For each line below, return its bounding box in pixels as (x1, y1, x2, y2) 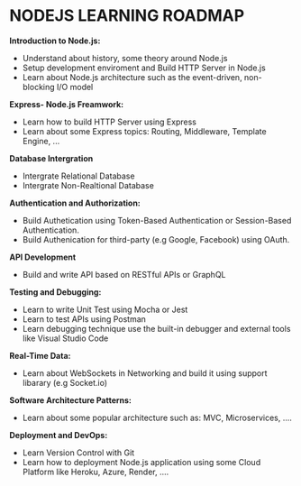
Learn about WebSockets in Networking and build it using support (22, 367, 268, 379)
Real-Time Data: (9, 350, 71, 361)
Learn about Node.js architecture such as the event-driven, (22, 71, 242, 82)
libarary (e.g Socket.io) (22, 377, 108, 388)
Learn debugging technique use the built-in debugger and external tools (22, 323, 291, 334)
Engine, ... (22, 135, 60, 146)
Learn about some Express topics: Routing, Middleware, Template (22, 125, 268, 136)
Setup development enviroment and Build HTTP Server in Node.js (22, 62, 266, 73)
